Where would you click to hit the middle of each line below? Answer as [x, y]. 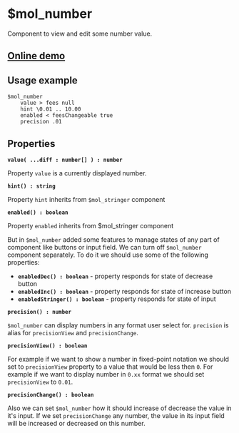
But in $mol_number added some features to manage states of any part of [113, 239]
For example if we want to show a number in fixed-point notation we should [118, 359]
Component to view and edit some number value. [80, 34]
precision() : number [40, 312]
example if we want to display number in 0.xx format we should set [106, 374]
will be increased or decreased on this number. [76, 423]
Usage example [43, 80]
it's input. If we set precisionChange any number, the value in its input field [116, 415]
